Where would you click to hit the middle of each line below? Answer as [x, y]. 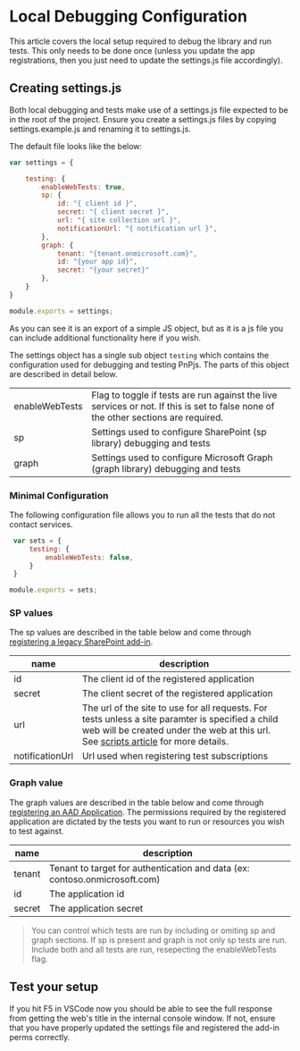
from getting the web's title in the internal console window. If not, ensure [142, 1018]
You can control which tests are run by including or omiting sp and [153, 930]
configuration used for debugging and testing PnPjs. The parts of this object [150, 365]
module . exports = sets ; [54, 590]
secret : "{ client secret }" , [113, 212]
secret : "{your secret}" [103, 270]
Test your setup [54, 987]
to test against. [37, 831]
